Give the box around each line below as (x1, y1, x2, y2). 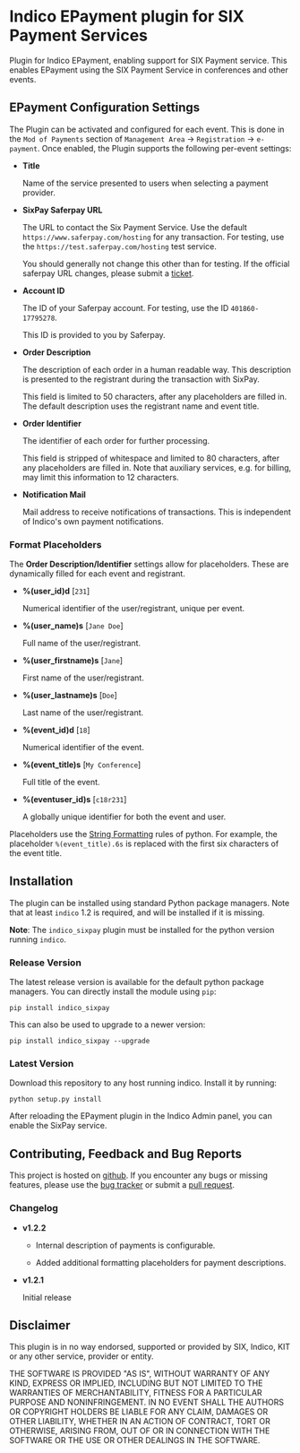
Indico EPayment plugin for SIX (9, 6, 244, 27)
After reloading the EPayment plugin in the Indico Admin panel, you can (9, 1111, 273, 1121)
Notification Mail (21, 489, 87, 499)
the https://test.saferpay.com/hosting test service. (21, 240, 217, 252)
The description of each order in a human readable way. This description (21, 364, 292, 375)
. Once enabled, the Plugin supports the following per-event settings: (37, 143, 292, 153)
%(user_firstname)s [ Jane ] (21, 655, 124, 666)
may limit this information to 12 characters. (21, 471, 179, 482)
